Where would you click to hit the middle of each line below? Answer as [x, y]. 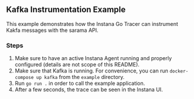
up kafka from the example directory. [80, 77]
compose [24, 78]
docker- [179, 71]
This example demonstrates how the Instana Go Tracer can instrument [92, 24]
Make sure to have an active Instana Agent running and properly [93, 58]
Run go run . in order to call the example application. [80, 83]
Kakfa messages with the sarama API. [53, 30]
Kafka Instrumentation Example [66, 10]
